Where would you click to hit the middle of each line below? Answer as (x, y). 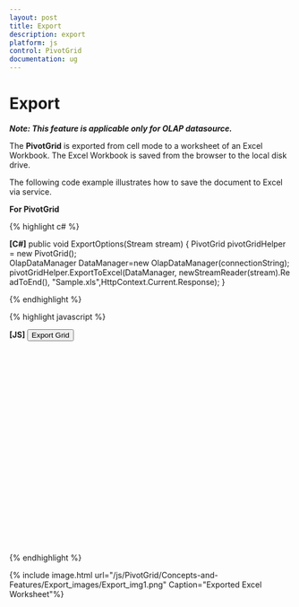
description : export (48, 34)
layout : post (34, 17)
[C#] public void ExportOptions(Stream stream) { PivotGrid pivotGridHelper (148, 244)
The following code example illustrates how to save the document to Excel (146, 182)
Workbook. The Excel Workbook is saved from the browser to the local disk (148, 155)
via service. (30, 191)
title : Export (36, 26)
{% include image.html (51, 575)
